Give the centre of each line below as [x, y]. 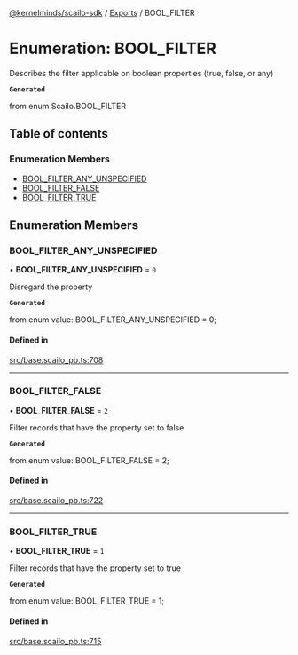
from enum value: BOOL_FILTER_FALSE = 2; [90, 460]
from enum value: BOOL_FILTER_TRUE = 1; [87, 601]
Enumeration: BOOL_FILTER [113, 49]
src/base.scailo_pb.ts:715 [55, 641]
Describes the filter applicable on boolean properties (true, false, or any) [141, 73]
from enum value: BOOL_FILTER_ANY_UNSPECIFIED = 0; [113, 320]
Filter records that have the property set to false [97, 427]
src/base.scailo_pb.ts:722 [56, 501]
